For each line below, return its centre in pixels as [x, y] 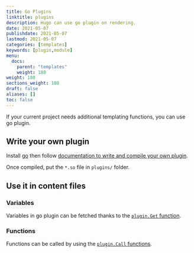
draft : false [22, 89]
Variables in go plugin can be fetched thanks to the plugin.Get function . [94, 216]
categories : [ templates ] [37, 45]
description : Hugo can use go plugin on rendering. [71, 23]
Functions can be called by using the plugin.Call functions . [79, 244]
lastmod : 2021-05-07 [32, 39]
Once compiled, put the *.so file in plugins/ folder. [68, 167]
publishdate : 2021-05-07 [37, 34]
